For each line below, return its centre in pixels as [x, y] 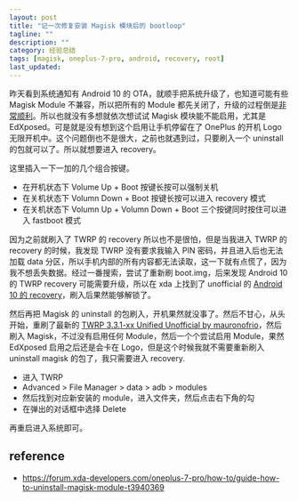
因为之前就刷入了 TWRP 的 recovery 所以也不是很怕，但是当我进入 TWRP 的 [148, 239]
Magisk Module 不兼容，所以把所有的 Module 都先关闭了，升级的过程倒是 [144, 104]
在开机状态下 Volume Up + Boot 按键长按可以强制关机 [120, 187]
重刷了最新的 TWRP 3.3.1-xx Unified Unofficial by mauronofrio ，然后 [157, 325]
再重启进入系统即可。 [48, 427]
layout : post [33, 17]
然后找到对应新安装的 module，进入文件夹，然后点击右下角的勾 [138, 398]
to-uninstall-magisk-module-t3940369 [93, 487]
